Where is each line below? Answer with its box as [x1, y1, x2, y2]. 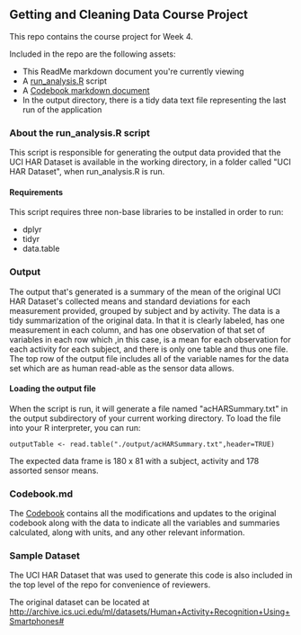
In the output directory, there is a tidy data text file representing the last [22, 94, 287, 105]
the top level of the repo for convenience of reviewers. [9, 579, 211, 590]
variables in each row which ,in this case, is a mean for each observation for [9, 334, 291, 344]
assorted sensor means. [9, 465, 99, 476]
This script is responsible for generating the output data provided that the [9, 148, 281, 158]
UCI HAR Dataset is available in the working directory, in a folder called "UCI [9, 157, 292, 167]
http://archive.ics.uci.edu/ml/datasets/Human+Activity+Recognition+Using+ [9, 606, 290, 617]
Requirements [9, 186, 64, 197]
